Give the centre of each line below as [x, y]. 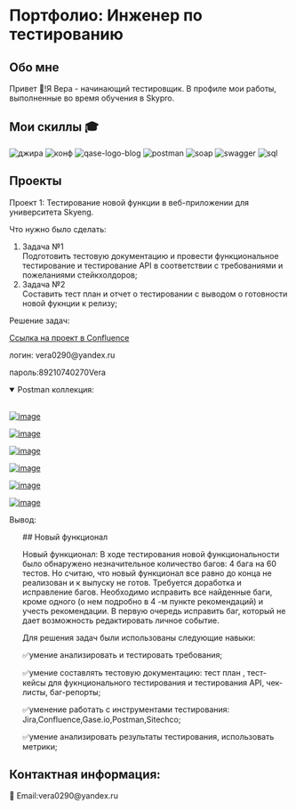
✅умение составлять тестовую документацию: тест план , [134, 672]
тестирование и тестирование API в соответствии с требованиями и [152, 265]
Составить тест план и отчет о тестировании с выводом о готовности [155, 294]
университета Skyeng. [52, 212]
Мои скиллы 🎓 [54, 127]
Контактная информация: [85, 775]
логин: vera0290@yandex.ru [62, 355]
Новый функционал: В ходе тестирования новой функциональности [151, 554]
